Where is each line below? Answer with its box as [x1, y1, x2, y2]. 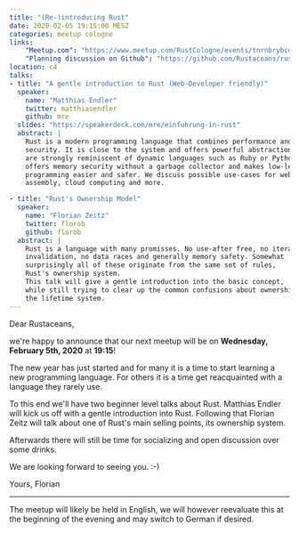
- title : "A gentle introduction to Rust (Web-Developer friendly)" [9, 79, 269, 88]
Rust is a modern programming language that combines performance [25, 137, 277, 146]
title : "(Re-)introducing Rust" [9, 12, 129, 22]
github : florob [25, 228, 82, 237]
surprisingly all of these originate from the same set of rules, [25, 261, 277, 270]
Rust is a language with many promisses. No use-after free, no [25, 244, 269, 254]
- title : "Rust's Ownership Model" [9, 195, 141, 204]
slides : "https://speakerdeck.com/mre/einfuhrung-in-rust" [17, 121, 241, 130]
